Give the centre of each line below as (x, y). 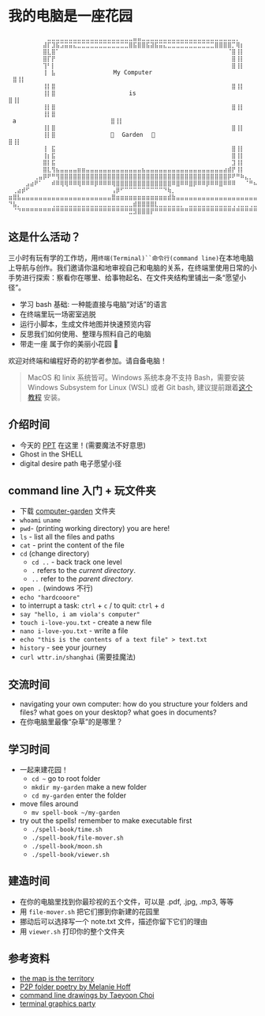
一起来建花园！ (44, 770)
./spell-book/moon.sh (67, 847)
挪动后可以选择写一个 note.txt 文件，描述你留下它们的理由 (114, 921)
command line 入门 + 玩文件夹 (82, 490)
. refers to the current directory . (84, 571)
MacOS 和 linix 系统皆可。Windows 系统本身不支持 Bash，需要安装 (136, 377)
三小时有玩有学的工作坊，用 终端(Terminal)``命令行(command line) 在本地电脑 (131, 257)
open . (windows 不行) (56, 588)
